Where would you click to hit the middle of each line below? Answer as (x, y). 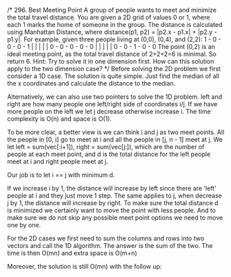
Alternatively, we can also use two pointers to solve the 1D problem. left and (115, 97)
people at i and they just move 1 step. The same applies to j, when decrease (114, 195)
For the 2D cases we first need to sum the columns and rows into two (106, 238)
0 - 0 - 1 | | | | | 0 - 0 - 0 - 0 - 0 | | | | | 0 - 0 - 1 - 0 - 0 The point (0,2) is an (111, 47)
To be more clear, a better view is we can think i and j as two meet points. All (116, 132)
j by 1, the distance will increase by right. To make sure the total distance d (113, 203)
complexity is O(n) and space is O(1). (60, 119)
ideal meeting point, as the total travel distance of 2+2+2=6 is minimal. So (112, 54)
